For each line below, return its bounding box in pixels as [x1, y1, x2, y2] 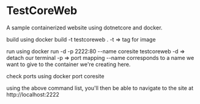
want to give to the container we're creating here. [6, 61, 131, 68]
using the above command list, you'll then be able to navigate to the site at [6, 84, 194, 92]
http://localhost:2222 [6, 91, 60, 98]
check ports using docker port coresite [6, 72, 105, 80]
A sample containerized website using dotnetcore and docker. [6, 24, 163, 31]
